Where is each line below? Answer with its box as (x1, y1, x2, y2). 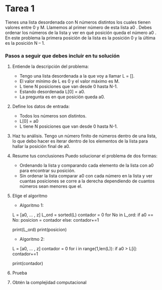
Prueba (12, 270, 27, 276)
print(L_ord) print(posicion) (12, 227, 67, 232)
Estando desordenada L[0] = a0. (19, 89, 85, 95)
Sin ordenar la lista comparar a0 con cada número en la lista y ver (19, 173, 153, 179)
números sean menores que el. (19, 183, 82, 189)
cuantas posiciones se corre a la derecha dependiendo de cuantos (19, 178, 155, 184)
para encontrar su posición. (19, 168, 76, 174)
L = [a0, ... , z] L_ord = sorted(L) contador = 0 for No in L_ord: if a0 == (12, 212, 154, 218)
